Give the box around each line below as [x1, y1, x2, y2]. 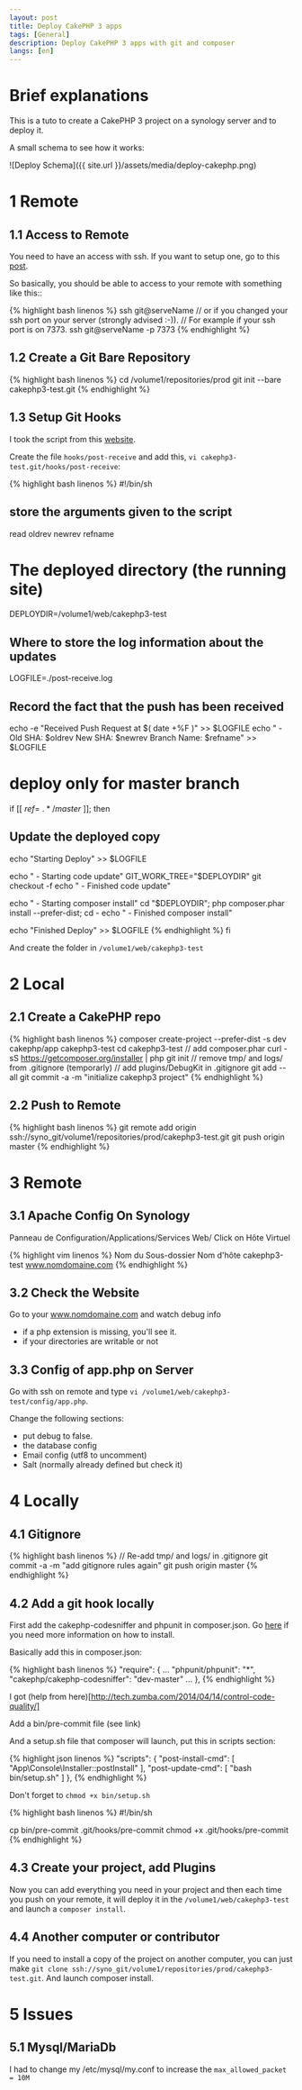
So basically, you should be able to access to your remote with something [9, 278, 282, 289]
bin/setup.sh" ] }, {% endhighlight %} [9, 1772, 147, 1784]
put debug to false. [22, 1431, 93, 1441]
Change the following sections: [9, 1413, 124, 1424]
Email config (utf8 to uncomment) [22, 1449, 147, 1460]
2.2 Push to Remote [9, 1098, 121, 1113]
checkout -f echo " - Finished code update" [9, 880, 172, 891]
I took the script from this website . [9, 433, 137, 444]
